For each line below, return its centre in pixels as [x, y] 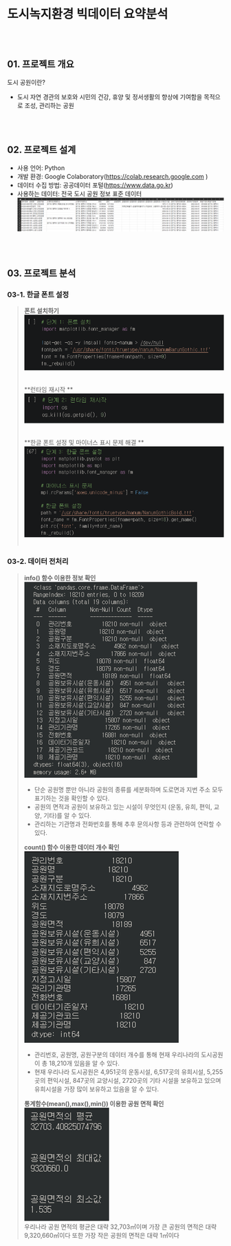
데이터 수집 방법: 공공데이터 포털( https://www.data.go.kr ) [95, 185]
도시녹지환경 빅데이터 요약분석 [88, 14]
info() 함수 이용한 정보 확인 [60, 578]
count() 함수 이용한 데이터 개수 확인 [71, 847]
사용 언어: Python [41, 168]
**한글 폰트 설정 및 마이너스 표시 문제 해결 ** [84, 443]
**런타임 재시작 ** [48, 389]
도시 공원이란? [26, 82]
